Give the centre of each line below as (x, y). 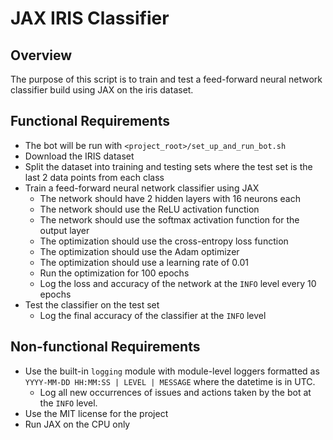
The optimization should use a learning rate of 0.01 (144, 262)
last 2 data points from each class (94, 177)
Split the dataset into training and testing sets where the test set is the (168, 166)
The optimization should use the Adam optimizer (139, 251)
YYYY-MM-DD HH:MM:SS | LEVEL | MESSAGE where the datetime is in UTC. (170, 381)
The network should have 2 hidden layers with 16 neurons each (170, 198)
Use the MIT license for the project (96, 413)
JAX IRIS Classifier (90, 18)
